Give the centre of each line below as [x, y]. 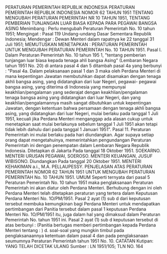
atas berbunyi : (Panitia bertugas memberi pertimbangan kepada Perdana [81, 225]
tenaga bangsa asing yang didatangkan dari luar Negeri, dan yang [73, 97]
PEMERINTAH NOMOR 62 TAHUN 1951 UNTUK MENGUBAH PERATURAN [80, 172]
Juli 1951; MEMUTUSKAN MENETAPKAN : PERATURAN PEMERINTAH [76, 44]
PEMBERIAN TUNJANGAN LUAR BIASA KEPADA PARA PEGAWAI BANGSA [81, 23]
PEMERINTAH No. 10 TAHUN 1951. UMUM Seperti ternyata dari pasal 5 [78, 177]
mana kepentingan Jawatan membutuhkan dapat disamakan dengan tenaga [83, 76]
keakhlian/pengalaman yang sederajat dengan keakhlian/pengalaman [77, 92]
